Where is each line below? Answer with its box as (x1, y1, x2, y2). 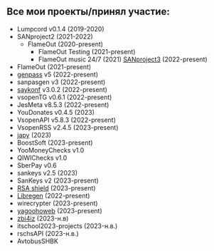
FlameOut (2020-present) (27, 39, 104, 48)
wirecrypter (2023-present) (16, 199, 98, 208)
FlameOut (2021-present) (16, 62, 92, 71)
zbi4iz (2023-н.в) (16, 214, 69, 222)
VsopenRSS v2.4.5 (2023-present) (16, 123, 119, 131)
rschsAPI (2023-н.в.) (16, 229, 79, 237)
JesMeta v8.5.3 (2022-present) (16, 100, 109, 109)
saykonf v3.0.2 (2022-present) (16, 85, 108, 93)
